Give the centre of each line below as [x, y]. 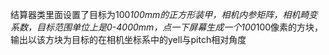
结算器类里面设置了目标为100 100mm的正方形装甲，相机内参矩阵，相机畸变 [164, 14]
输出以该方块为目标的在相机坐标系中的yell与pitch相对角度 [128, 39]
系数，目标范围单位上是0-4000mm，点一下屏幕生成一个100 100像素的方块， [167, 27]
